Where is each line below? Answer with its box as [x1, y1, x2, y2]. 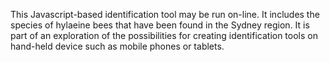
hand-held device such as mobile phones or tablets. [10, 40, 225, 52]
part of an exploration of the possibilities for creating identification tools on [10, 30, 318, 41]
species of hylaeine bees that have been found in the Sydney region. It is [10, 19, 310, 31]
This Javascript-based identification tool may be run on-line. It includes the [10, 9, 320, 20]
